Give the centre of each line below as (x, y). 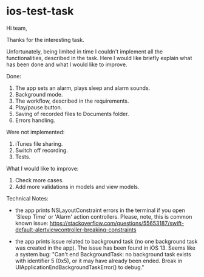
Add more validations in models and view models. (77, 186)
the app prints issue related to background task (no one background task (106, 241)
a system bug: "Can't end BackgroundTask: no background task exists (103, 254)
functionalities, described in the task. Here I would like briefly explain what (99, 58)
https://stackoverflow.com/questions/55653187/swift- (117, 223)
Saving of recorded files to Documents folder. (72, 114)
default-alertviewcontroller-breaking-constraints (76, 230)
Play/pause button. (39, 107)
